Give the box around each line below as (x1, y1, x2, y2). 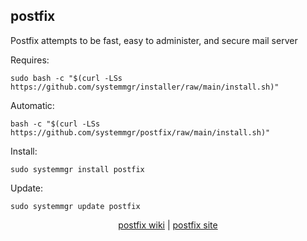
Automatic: (10, 99, 55, 111)
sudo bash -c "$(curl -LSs (10, 73, 123, 83)
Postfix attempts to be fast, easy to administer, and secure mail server (10, 34, 298, 46)
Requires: (10, 54, 50, 66)
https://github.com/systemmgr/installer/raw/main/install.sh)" (10, 82, 280, 92)
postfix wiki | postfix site (118, 219, 218, 231)
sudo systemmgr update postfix (10, 201, 141, 211)
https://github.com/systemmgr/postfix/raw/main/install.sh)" (10, 127, 271, 138)
